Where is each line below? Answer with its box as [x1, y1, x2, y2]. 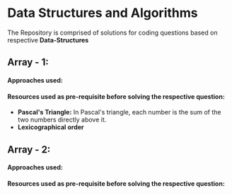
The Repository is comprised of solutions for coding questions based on [7, 28, 218, 37]
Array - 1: [7, 57, 49, 69]
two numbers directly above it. [17, 115, 107, 124]
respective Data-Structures [7, 35, 89, 44]
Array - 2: [7, 143, 51, 155]
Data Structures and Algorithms [7, 5, 198, 21]
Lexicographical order [17, 123, 84, 131]
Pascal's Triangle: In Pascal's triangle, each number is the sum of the [17, 108, 221, 117]
